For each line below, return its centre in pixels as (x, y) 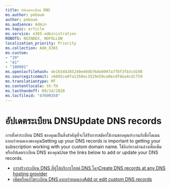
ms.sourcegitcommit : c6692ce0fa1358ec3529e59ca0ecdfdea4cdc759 (74, 77)
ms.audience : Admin (26, 24)
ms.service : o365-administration (41, 34)
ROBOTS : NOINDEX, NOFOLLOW (34, 39)
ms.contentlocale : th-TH (32, 86)
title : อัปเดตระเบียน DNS (28, 10)
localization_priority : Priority (41, 43)
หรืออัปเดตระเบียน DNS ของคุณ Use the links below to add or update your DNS (82, 153)
